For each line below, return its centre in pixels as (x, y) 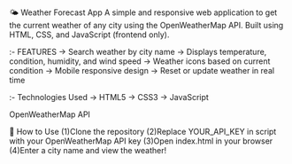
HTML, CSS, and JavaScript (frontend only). (89, 35)
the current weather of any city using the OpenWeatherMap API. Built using (146, 25)
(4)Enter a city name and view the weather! (88, 150)
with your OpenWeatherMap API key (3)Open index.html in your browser (141, 141)
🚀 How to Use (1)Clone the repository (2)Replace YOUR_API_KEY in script (143, 132)
